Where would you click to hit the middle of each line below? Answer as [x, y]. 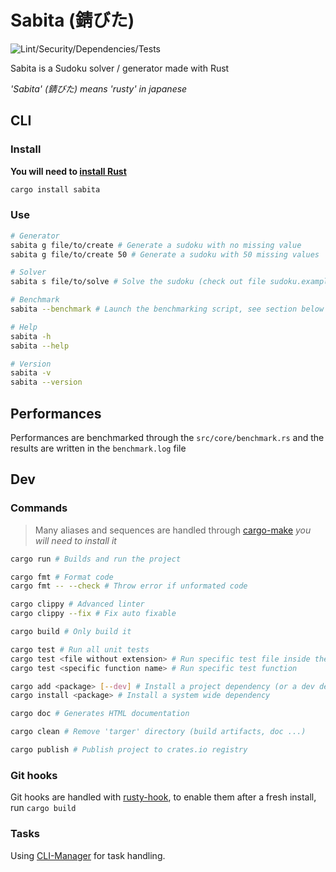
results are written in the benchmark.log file [98, 448]
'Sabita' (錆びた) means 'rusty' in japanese [99, 88]
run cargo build [43, 808]
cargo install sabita [55, 189]
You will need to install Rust [68, 171]
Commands [39, 508]
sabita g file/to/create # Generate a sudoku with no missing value [156, 245]
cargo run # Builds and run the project [96, 559]
